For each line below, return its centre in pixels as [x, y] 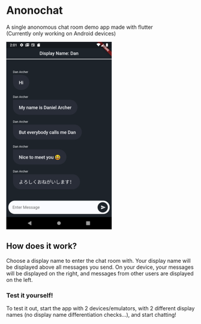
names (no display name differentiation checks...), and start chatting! [91, 315]
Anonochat [34, 10]
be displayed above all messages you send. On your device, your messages [100, 267]
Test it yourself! [30, 295]
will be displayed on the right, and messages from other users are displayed [100, 273]
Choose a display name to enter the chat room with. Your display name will [98, 260]
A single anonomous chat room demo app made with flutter [79, 27]
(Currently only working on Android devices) [61, 33]
